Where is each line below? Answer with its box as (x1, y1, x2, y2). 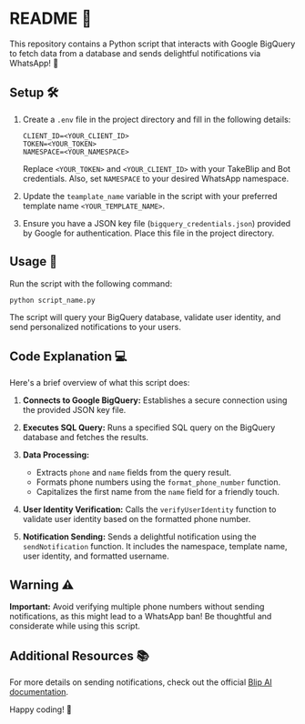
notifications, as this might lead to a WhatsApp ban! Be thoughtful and (9, 611, 272, 622)
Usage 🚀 (9, 254, 57, 269)
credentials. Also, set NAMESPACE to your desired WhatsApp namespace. (22, 173, 290, 184)
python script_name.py (9, 296, 96, 305)
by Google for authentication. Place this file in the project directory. (22, 227, 275, 238)
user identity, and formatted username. (22, 550, 170, 562)
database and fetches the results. (22, 432, 148, 443)
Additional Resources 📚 (9, 648, 150, 663)
